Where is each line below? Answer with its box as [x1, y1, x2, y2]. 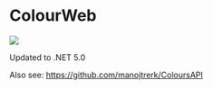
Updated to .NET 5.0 [9, 51, 86, 63]
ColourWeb [9, 5, 97, 26]
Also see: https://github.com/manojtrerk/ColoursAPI [9, 69, 204, 80]
